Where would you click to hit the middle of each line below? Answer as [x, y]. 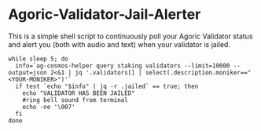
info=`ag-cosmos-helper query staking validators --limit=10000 [123, 65]
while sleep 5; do [38, 59]
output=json [28, 72]
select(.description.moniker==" [198, 72]
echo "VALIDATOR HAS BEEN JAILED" [79, 93]
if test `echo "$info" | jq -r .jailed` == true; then [107, 86]
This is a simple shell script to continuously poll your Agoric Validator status [130, 36]
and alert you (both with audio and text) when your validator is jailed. [119, 44]
